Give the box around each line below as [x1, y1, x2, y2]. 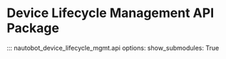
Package [6, 20, 60, 36]
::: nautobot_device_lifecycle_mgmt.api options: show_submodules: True [6, 43, 220, 52]
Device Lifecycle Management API [6, 5, 215, 21]
